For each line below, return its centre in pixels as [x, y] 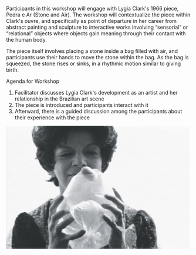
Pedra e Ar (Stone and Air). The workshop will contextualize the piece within [98, 15]
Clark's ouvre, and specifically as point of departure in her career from [92, 21]
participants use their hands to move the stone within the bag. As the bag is [97, 57]
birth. [13, 70]
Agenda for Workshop [33, 81]
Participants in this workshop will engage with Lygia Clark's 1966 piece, [92, 9]
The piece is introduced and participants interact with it [81, 105]
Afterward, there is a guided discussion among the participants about [98, 111]
